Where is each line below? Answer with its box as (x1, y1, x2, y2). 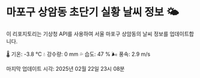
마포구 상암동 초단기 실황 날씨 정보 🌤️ (6, 5, 179, 19)
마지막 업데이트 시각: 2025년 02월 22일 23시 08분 (6, 65, 125, 72)
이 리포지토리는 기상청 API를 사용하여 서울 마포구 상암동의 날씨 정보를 (6, 30, 169, 37)
